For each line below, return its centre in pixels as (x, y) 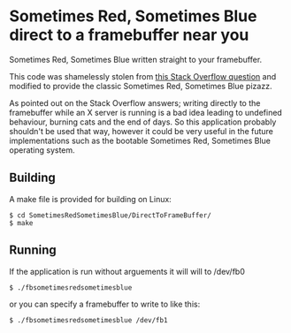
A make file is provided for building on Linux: (91, 199)
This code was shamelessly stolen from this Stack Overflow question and (143, 76)
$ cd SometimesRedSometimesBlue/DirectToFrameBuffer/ (111, 215)
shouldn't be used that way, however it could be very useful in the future (142, 131)
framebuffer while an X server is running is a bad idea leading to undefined (146, 112)
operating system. (42, 150)
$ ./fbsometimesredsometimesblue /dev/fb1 (88, 320)
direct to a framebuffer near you (129, 35)
